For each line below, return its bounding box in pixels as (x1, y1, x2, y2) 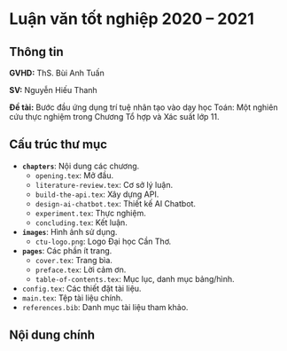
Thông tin (9, 44, 64, 59)
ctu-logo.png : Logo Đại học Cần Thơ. (35, 236, 172, 246)
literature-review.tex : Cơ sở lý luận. (35, 179, 174, 190)
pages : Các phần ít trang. (21, 245, 112, 256)
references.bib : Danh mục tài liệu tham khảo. (21, 301, 189, 312)
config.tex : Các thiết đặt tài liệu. (21, 283, 142, 293)
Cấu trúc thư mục (9, 137, 108, 152)
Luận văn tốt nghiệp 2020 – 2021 (9, 9, 255, 29)
